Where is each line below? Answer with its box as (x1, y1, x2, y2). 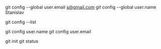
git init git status (5, 38, 39, 44)
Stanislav (5, 9, 24, 15)
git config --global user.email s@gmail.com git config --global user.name (5, 4, 156, 10)
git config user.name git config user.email (5, 29, 92, 34)
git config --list (5, 19, 36, 25)
